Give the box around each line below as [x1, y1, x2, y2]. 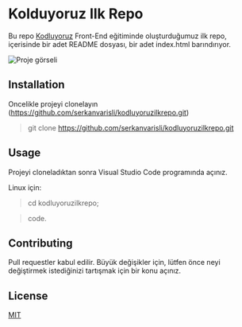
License [8, 289, 48, 302]
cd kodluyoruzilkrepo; [27, 198, 99, 208]
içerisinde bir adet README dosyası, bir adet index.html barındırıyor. [8, 39, 232, 49]
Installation [8, 78, 65, 91]
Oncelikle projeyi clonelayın [8, 99, 98, 108]
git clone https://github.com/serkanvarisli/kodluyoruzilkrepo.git [27, 123, 234, 132]
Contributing [8, 236, 73, 250]
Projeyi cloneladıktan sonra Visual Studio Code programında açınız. [8, 167, 228, 177]
